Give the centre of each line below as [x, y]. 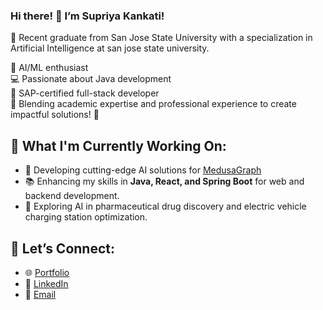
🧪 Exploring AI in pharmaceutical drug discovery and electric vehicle [165, 206]
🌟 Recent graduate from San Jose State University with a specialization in [161, 38]
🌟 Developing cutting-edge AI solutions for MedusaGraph [143, 170]
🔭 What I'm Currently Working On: [118, 145]
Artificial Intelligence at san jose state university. [110, 48]
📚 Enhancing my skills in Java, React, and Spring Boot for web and [164, 181]
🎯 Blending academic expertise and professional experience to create [153, 104]
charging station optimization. [86, 217]
